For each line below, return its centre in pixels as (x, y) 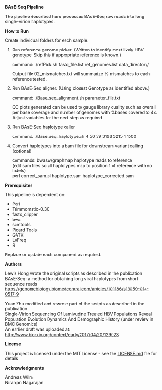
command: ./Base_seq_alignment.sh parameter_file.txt (66, 98)
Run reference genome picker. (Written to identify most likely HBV (78, 50)
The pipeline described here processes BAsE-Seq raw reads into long (75, 16)
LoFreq (19, 240)
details (12, 358)
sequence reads (21, 284)
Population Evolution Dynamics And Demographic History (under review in (79, 319)
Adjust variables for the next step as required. (58, 118)
